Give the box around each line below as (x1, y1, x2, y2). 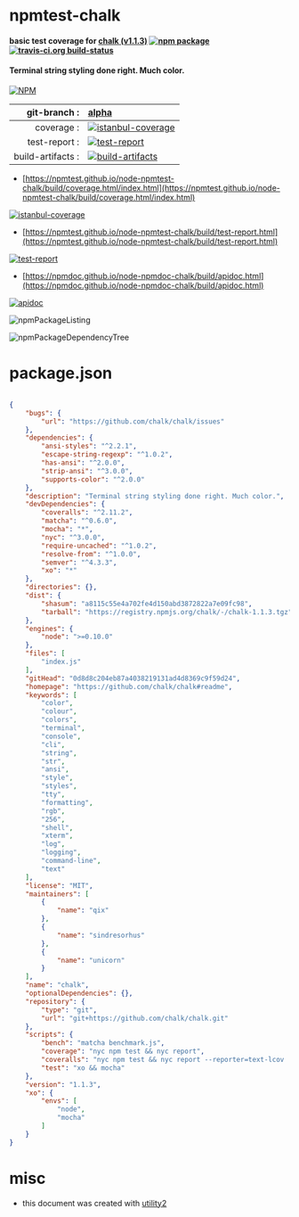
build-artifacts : (13, 150, 80, 162)
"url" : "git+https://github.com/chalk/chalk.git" (41, 1014, 229, 1023)
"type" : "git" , (41, 1005, 98, 1015)
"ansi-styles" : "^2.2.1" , (41, 442, 138, 451)
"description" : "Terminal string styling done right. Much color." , (25, 491, 285, 500)
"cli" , (41, 740, 66, 749)
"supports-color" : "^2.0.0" (41, 474, 145, 484)
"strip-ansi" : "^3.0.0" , (41, 466, 133, 475)
